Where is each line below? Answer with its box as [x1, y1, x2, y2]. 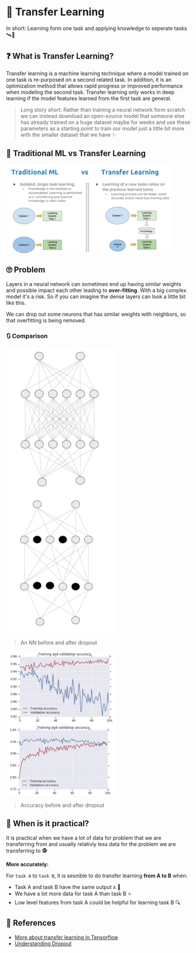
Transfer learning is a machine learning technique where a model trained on [6, 70, 189, 77]
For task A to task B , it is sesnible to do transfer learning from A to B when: [6, 872, 188, 879]
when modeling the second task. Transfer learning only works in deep [6, 88, 175, 96]
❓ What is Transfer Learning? [6, 51, 114, 61]
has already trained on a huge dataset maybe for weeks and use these [20, 119, 191, 126]
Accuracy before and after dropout [20, 802, 105, 809]
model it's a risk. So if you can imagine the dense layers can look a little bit [6, 293, 186, 300]
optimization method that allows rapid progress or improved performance [6, 82, 183, 89]
